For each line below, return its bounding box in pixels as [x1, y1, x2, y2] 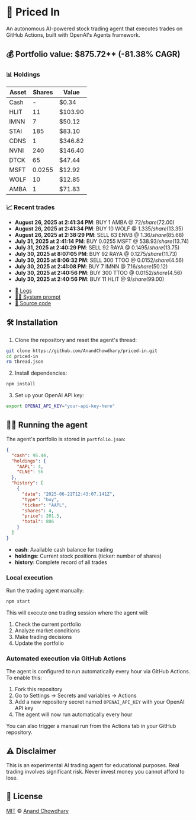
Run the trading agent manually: [6, 587, 84, 594]
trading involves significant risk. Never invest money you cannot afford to [6, 768, 185, 775]
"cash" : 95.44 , [11, 452, 49, 458]
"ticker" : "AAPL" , [21, 502, 68, 508]
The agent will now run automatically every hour [14, 711, 133, 718]
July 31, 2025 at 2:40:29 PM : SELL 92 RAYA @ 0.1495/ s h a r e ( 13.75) [14, 243, 180, 251]
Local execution [6, 573, 53, 581]
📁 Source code [14, 299, 52, 306]
